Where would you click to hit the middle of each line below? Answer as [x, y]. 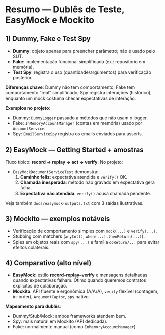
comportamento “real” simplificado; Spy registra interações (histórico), [78, 93]
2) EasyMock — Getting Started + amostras [74, 150]
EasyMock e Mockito [50, 20]
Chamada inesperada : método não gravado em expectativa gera [87, 182]
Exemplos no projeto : [28, 108]
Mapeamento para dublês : [33, 306]
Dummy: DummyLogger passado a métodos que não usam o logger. [80, 118]
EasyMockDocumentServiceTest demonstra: [55, 172]
